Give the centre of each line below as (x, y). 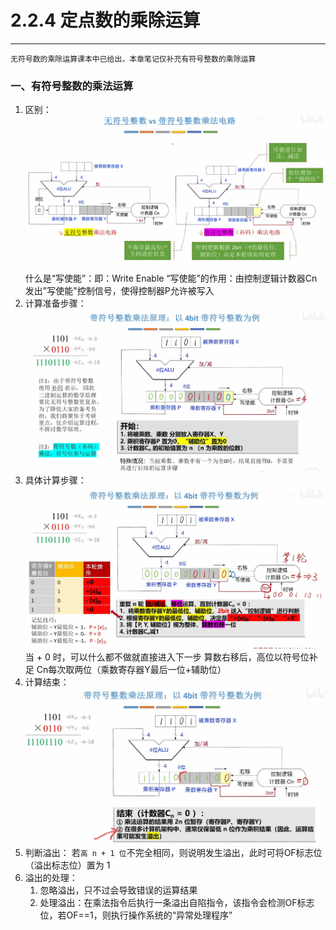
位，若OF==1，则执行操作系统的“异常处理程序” (136, 915)
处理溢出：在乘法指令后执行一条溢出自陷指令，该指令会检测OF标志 (177, 903)
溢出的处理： (51, 878)
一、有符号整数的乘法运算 (72, 86)
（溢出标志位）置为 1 (67, 865)
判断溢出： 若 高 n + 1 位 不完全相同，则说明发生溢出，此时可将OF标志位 (173, 853)
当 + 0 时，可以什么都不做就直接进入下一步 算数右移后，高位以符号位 (167, 657)
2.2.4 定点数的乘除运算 (105, 20)
